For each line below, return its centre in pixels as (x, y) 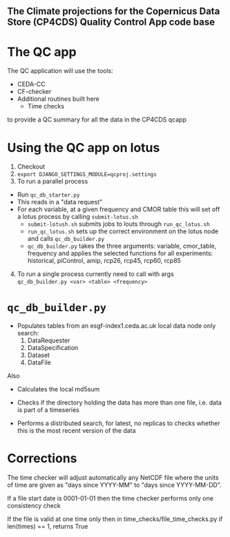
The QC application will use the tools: (60, 71)
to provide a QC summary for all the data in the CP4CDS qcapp (97, 119)
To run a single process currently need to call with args (95, 274)
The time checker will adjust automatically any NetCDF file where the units (113, 478)
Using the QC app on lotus (84, 147)
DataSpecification (53, 348)
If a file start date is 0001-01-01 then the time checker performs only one (111, 498)
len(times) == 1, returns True (48, 527)
